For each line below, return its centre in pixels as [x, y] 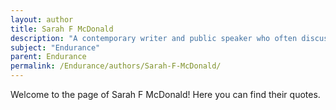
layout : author [42, 19]
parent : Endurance [48, 57]
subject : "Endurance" [55, 47]
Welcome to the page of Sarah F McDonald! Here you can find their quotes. [165, 94]
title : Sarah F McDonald [62, 29]
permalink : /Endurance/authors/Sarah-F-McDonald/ [116, 66]
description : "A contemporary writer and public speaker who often [154, 38]
